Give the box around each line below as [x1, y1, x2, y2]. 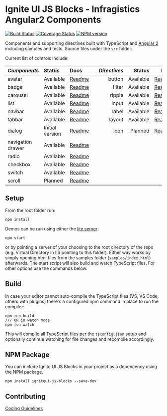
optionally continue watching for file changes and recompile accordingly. [5, 336, 155, 342]
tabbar [7, 116, 23, 123]
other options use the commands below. [5, 265, 87, 271]
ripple [110, 91, 124, 98]
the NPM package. [5, 369, 43, 375]
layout [109, 116, 124, 123]
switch [7, 169, 23, 176]
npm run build [5, 313, 35, 318]
